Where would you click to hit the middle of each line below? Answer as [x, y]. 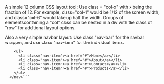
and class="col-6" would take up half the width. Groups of [64, 17]
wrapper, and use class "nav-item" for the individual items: [65, 42]
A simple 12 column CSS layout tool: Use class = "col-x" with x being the [79, 7]
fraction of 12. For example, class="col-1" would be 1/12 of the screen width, [82, 12]
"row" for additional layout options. [41, 28]
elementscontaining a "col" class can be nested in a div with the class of [79, 22]
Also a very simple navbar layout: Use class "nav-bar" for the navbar [75, 37]
